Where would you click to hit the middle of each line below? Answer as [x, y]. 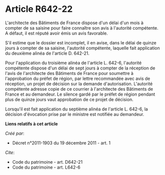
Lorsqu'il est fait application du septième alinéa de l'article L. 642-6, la [77, 109]
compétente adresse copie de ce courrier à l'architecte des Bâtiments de [79, 89]
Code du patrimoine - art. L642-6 [46, 167]
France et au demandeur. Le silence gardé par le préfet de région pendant [80, 94]
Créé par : [15, 133]
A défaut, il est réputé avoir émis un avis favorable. [57, 33]
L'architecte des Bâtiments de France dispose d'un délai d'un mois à [74, 23]
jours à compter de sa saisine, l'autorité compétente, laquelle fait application [82, 48]
